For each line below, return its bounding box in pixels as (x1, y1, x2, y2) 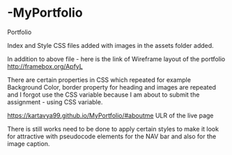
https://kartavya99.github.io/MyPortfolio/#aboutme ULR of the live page (7, 111, 214, 120)
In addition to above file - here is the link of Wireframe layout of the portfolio (7, 54, 226, 63)
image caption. (7, 139, 50, 147)
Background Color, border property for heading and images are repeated (7, 83, 216, 91)
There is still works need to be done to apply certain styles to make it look (7, 124, 219, 133)
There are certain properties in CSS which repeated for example (7, 75, 192, 84)
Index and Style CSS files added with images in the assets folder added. (7, 41, 214, 49)
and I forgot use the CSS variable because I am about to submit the (7, 90, 200, 99)
